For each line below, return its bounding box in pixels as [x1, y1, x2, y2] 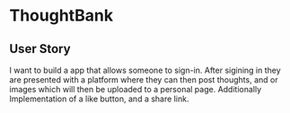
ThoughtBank [9, 5, 114, 26]
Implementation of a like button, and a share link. [9, 93, 189, 104]
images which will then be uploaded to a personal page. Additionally [9, 84, 262, 94]
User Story [9, 41, 71, 56]
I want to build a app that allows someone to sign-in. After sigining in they [9, 65, 281, 75]
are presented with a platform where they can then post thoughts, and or [9, 74, 278, 85]
